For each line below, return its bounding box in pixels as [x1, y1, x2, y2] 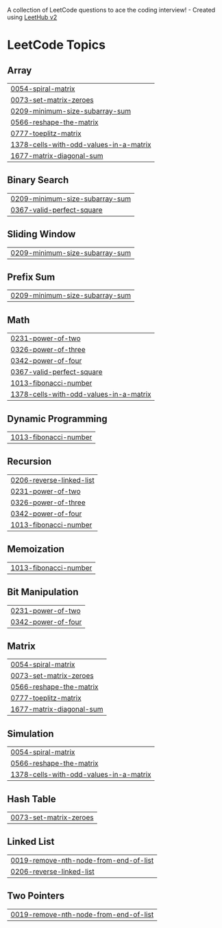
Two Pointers [7, 890, 65, 902]
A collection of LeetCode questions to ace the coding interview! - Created [7, 6, 216, 14]
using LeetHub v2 [7, 13, 58, 21]
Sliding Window [7, 228, 76, 240]
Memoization [7, 543, 65, 555]
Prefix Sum [7, 272, 56, 283]
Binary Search [7, 175, 69, 186]
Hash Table [7, 793, 56, 805]
